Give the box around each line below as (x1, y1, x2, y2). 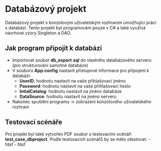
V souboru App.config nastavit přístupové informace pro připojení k (12, 67, 149, 73)
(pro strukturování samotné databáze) (12, 62, 89, 68)
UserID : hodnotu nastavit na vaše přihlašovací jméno (19, 78, 126, 84)
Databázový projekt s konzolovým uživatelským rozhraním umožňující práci (5, 20, 157, 25)
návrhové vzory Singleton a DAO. (5, 30, 72, 36)
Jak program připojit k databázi (5, 44, 102, 52)
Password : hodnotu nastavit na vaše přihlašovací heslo (19, 83, 131, 89)
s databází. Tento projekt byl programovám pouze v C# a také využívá (5, 24, 146, 30)
